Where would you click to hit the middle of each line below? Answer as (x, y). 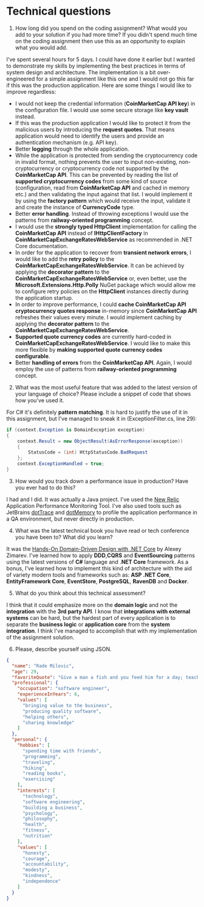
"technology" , (40, 796)
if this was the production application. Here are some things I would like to (99, 85)
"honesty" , (36, 853)
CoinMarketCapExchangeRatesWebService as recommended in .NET (104, 240)
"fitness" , (36, 830)
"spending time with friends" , (62, 751)
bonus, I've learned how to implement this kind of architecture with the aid (99, 568)
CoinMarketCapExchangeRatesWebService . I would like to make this (103, 343)
